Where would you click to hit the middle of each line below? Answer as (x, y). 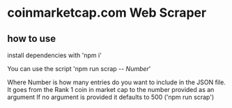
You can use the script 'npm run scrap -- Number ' (79, 69)
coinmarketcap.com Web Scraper (107, 13)
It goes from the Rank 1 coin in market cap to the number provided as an (111, 90)
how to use (32, 39)
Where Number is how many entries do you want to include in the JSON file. (117, 82)
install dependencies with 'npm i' (55, 55)
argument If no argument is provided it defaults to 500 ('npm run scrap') (111, 97)
